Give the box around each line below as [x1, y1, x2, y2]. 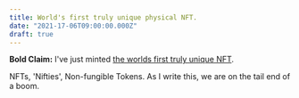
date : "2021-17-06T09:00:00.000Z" [9, 21, 138, 30]
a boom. [9, 81, 40, 92]
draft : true [9, 29, 54, 38]
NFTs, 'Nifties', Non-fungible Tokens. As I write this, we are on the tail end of [9, 71, 291, 82]
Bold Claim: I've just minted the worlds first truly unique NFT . [9, 54, 235, 65]
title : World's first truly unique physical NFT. [9, 12, 198, 22]
